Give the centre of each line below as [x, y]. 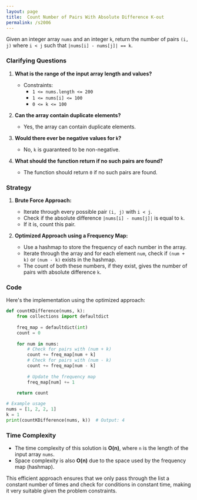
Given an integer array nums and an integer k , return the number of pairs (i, [97, 39]
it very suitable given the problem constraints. [62, 491]
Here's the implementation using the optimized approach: [76, 300]
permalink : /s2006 [29, 22]
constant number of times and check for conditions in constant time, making [98, 485]
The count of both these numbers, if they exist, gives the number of [105, 266]
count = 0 [29, 333]
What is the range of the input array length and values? [83, 74]
